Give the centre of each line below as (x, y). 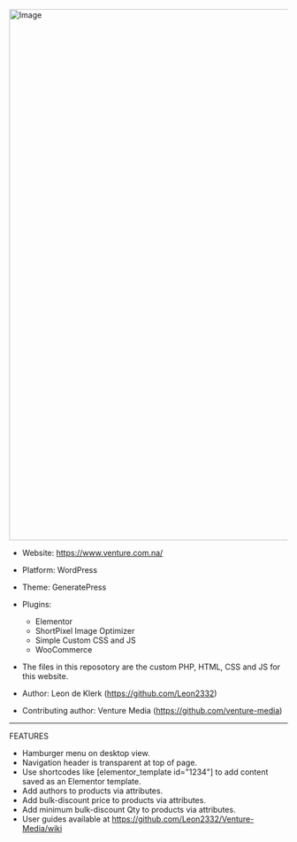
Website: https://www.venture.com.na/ (92, 553)
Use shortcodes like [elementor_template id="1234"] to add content (145, 772)
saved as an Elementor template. (81, 781)
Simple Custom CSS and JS (85, 640)
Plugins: (37, 604)
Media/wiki (42, 828)
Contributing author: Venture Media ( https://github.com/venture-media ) (152, 711)
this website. (45, 676)
